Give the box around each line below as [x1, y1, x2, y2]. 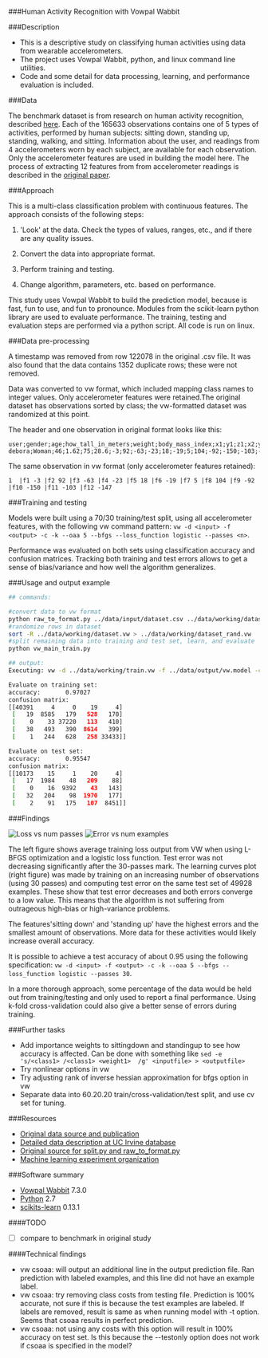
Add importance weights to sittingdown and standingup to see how [19, 1040, 241, 1049]
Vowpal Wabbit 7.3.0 [19, 1185, 87, 1195]
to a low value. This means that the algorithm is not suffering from [8, 895, 225, 904]
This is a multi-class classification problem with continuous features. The [8, 201, 249, 211]
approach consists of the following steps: [8, 210, 144, 218]
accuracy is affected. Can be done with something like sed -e [19, 1049, 223, 1058]
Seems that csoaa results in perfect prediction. [19, 1315, 174, 1325]
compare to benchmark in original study [19, 1233, 152, 1242]
